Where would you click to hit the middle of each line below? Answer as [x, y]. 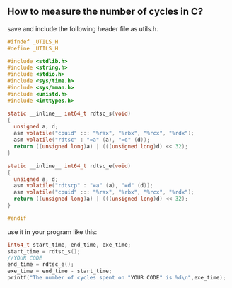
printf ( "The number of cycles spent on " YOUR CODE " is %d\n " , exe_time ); [117, 278]
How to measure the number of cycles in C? [105, 12]
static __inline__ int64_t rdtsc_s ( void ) [69, 113]
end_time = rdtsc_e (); [41, 265]
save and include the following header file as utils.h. [83, 28]
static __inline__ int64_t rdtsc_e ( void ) [69, 166]
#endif [17, 218]
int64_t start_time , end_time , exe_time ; [69, 245]
